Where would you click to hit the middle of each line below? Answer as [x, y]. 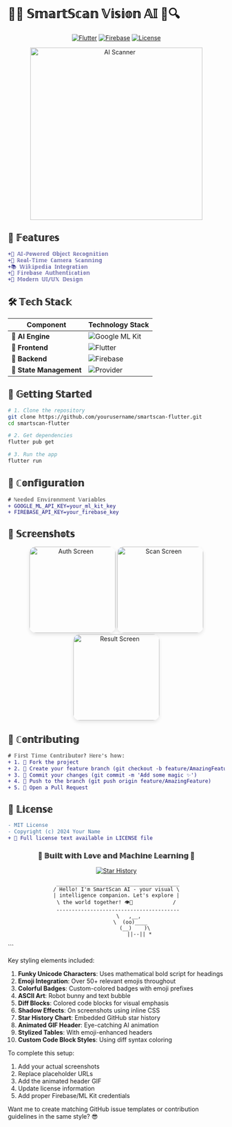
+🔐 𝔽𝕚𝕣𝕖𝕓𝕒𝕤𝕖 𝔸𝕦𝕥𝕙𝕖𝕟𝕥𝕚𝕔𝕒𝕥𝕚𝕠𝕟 [49, 273]
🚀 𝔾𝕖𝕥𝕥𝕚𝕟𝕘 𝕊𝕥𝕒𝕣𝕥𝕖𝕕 [50, 395]
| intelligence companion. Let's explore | [116, 895]
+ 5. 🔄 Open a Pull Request [48, 788]
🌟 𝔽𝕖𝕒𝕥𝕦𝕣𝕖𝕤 [34, 238]
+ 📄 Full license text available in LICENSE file [81, 838]
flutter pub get [31, 442]
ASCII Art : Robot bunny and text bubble [74, 995]
